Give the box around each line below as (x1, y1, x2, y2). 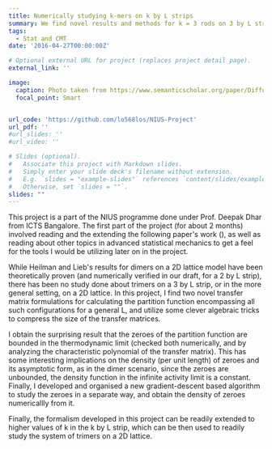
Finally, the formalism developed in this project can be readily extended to (8, 414, 255, 424)
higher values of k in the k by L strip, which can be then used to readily (8, 422, 245, 433)
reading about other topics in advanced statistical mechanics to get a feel (8, 238, 253, 248)
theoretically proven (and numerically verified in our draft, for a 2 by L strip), (8, 271, 262, 281)
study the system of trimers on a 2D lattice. (8, 431, 152, 441)
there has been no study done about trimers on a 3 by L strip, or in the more (8, 280, 261, 290)
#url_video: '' (8, 138, 60, 146)
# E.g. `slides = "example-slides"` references (8, 175, 180, 183)
